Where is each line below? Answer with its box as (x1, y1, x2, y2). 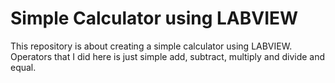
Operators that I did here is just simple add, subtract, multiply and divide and (10, 50, 326, 62)
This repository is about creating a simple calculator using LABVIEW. (10, 40, 293, 52)
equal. (10, 61, 37, 73)
